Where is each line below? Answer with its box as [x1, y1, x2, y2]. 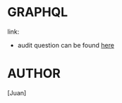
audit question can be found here [17, 41, 115, 49]
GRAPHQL [7, 4, 68, 20]
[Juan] [7, 88, 27, 97]
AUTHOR [7, 66, 61, 81]
